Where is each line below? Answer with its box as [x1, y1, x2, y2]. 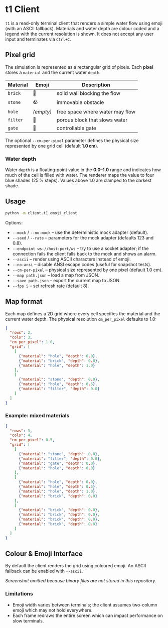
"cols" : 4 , [10, 433, 33, 438]
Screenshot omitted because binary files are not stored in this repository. [5, 578, 156, 584]
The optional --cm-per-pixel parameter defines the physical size [5, 137, 139, 144]
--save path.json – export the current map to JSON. [12, 277, 121, 283]
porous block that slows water [57, 116, 128, 123]
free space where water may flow [57, 108, 136, 115]
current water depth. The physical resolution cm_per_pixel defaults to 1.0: [5, 316, 157, 322]
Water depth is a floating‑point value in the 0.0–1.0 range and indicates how [5, 167, 161, 173]
